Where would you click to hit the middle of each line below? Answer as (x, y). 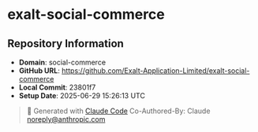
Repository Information (65, 44)
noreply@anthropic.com (66, 119)
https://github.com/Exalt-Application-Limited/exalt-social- (155, 71)
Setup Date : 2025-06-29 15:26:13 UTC (82, 95)
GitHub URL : (39, 71)
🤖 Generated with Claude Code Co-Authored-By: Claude (118, 111)
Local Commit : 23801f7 (57, 87)
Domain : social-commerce (62, 62)
